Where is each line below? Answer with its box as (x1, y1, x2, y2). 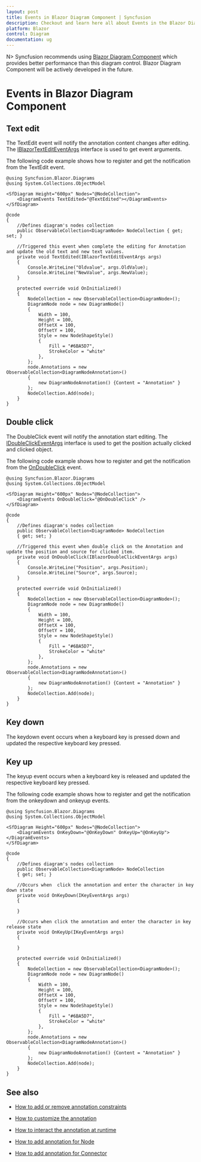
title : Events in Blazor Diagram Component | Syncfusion (6, 14, 151, 20)
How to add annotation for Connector (14, 1149, 108, 1157)
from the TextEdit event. (6, 164, 66, 171)
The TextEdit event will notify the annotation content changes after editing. (6, 139, 190, 146)
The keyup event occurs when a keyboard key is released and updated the (6, 773, 190, 780)
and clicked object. (6, 445, 53, 453)
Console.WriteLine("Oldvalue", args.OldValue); (28, 264, 148, 270)
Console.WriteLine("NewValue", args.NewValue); (28, 270, 148, 276)
